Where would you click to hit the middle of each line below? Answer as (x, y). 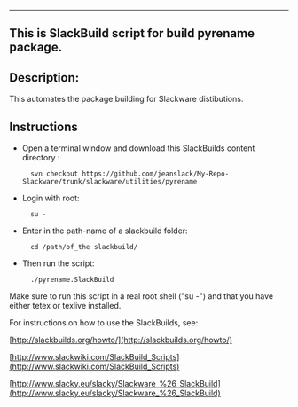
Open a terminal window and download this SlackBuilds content (138, 148)
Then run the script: (58, 263)
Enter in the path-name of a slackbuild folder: (105, 231)
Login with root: (51, 198)
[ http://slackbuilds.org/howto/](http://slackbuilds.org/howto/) (121, 340)
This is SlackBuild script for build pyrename (132, 33)
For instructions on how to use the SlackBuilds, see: (104, 323)
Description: (44, 78)
